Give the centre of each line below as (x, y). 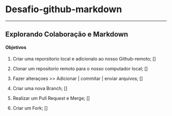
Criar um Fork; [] (30, 108)
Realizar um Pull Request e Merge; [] (51, 98)
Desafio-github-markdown (64, 9)
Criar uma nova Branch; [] (40, 88)
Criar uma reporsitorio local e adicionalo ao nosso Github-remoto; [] (84, 59)
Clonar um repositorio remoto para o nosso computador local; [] (80, 68)
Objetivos (16, 47)
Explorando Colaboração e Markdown (67, 34)
